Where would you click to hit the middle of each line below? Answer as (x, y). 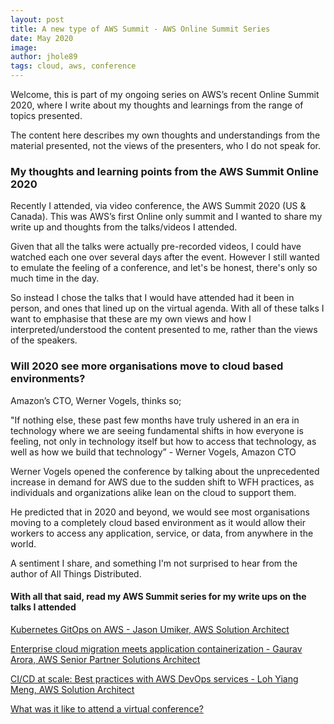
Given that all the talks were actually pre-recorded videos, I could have (156, 247)
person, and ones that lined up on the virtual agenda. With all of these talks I (167, 308)
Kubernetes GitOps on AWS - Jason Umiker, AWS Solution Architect (150, 629)
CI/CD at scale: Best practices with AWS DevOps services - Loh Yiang (154, 678)
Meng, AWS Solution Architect (72, 689)
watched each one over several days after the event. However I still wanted (165, 257)
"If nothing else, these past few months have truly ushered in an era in (155, 420)
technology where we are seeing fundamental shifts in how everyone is (157, 430)
